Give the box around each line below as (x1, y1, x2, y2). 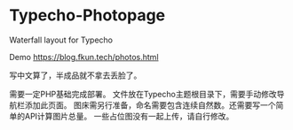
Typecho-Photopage (9, 5, 166, 26)
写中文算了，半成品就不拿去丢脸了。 (9, 70, 142, 80)
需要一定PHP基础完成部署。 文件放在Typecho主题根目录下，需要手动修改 (9, 88, 277, 99)
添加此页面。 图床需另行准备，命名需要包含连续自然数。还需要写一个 (24, 99, 276, 111)
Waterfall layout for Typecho (9, 34, 114, 45)
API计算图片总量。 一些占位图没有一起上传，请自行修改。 (24, 111, 234, 121)
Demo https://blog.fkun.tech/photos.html (9, 51, 159, 62)
